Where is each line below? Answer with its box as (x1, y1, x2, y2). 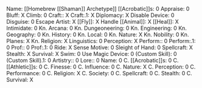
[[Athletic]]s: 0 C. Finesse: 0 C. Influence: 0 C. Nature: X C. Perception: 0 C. (6, 63, 196, 70)
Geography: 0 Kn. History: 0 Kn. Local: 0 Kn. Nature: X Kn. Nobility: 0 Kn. (6, 31, 189, 38)
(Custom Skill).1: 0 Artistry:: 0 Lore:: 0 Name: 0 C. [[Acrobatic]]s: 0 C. (6, 57, 179, 64)
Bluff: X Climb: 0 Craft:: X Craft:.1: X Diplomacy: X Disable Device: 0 (6, 12, 175, 19)
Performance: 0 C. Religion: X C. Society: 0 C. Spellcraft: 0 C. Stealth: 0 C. (6, 70, 193, 76)
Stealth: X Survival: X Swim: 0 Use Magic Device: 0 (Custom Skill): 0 (6, 50, 178, 57)
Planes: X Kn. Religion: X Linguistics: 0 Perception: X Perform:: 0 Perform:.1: (6, 38, 196, 44)
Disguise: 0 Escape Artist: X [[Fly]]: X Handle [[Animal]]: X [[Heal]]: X (6, 18, 179, 25)
